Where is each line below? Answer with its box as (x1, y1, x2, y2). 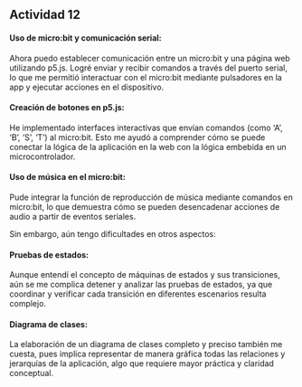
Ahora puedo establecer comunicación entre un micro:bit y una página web (9, 52, 291, 63)
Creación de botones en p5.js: (9, 102, 125, 113)
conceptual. (9, 368, 54, 379)
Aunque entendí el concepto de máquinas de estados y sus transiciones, (9, 269, 280, 280)
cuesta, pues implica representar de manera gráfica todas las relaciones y (9, 348, 286, 360)
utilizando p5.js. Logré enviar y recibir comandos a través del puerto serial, (9, 62, 288, 73)
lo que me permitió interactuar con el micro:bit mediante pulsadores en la (9, 71, 282, 82)
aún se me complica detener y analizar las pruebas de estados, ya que (9, 279, 273, 290)
